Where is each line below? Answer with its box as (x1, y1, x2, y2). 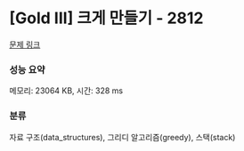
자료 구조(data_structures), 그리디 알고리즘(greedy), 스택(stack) (9, 131, 236, 142)
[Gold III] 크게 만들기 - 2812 (9, 8, 204, 28)
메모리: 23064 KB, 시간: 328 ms (9, 85, 123, 96)
